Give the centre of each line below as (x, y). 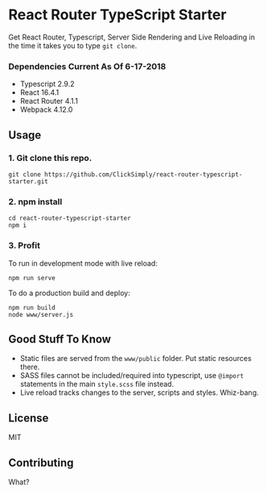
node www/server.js (41, 314)
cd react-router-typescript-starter (70, 219)
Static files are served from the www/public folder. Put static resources (136, 359)
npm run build (32, 307)
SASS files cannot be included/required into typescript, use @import (131, 376)
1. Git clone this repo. (50, 158)
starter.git (28, 181)
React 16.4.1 (39, 92)
